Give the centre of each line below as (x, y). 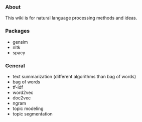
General (15, 65)
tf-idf (18, 87)
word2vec (23, 92)
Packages (18, 31)
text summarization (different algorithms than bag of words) (74, 76)
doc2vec (22, 98)
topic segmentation (32, 113)
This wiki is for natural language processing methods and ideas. (71, 18)
